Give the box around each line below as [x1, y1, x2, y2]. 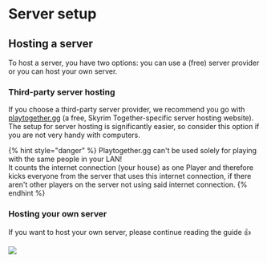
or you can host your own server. [8, 67, 118, 76]
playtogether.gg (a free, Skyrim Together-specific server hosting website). [8, 113, 254, 123]
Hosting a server [8, 37, 94, 51]
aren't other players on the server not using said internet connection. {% [8, 180, 248, 189]
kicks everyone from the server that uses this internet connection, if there [8, 172, 252, 181]
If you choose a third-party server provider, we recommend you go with [8, 105, 245, 115]
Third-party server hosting [8, 86, 115, 97]
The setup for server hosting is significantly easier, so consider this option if [8, 122, 260, 131]
